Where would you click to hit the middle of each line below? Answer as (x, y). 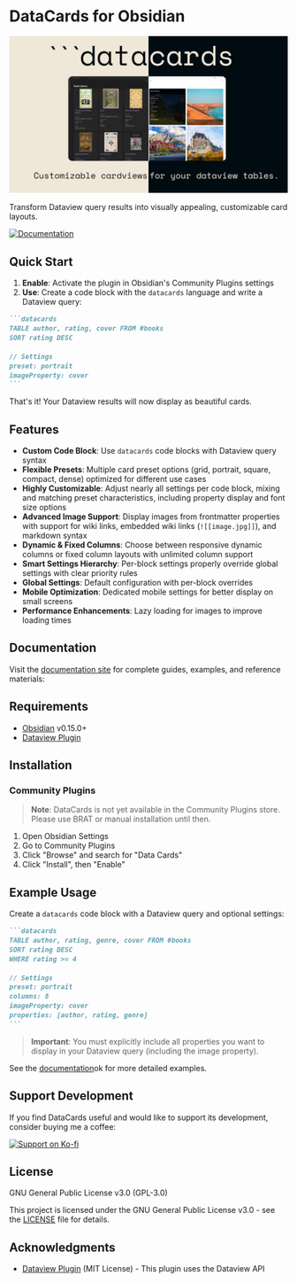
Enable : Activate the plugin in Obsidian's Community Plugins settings (148, 283)
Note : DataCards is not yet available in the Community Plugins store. (156, 810)
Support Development (72, 1096)
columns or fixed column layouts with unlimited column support (137, 555)
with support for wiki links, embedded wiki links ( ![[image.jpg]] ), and (149, 526)
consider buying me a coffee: (63, 1126)
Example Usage (53, 892)
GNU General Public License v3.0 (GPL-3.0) (88, 1193)
